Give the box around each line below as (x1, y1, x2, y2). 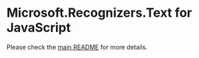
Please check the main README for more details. (6, 43, 148, 51)
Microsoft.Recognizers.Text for (6, 5, 193, 21)
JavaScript (6, 20, 71, 36)
